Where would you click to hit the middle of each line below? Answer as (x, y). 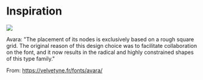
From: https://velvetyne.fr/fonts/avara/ (55, 70)
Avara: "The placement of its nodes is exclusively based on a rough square (100, 39)
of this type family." (31, 58)
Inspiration (34, 11)
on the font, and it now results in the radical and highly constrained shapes (100, 52)
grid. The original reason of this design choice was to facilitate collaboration (101, 45)
